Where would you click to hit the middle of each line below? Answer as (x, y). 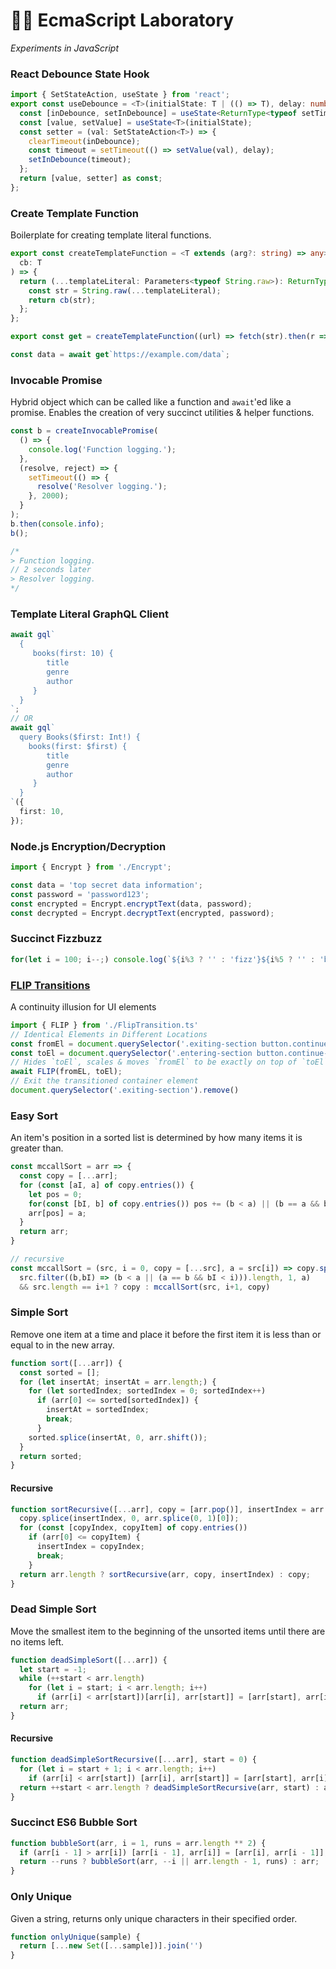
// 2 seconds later (51, 570)
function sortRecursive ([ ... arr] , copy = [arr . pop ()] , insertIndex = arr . (169, 1509)
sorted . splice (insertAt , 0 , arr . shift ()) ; (118, 1437)
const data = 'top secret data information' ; (106, 885)
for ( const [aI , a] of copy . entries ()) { (107, 1185)
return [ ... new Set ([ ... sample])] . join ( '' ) (111, 1946)
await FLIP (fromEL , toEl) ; (66, 1072)
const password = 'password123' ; (80, 894)
